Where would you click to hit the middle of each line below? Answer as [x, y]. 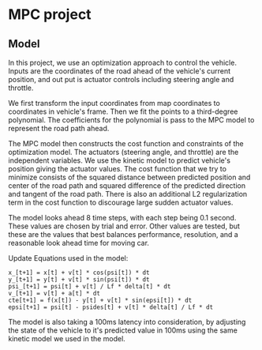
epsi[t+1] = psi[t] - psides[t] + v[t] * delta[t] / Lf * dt [111, 307]
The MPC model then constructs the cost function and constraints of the [126, 143]
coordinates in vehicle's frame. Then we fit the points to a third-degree [123, 111]
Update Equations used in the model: [68, 258]
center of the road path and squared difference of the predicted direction [127, 186]
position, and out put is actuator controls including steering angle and [121, 79]
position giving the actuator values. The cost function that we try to [118, 169]
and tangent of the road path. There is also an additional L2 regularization [128, 194]
